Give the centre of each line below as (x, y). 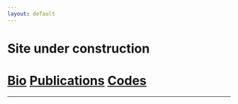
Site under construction (79, 48)
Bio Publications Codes (77, 81)
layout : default (31, 14)
